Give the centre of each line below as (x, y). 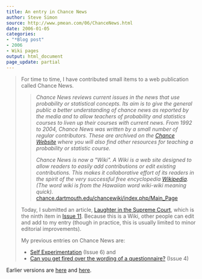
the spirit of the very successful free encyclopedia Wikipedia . (112, 179)
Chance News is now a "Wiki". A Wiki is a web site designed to (114, 160)
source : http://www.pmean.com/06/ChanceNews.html (70, 23)
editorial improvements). (51, 229)
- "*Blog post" (25, 40)
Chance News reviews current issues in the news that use (108, 97)
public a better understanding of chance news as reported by (112, 110)
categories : (21, 34)
